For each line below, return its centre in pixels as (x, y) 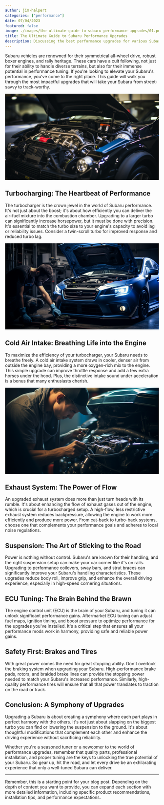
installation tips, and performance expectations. (53, 797)
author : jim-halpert (26, 10)
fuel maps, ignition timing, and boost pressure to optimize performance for (80, 621)
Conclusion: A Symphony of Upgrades (65, 705)
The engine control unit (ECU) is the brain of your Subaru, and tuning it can (81, 610)
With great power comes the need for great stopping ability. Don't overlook (81, 663)
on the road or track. (26, 689)
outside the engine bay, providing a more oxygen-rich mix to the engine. (78, 365)
